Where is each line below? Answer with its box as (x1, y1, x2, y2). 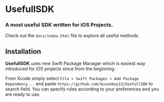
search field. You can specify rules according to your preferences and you (5, 86, 159, 92)
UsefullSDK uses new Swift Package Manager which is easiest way (5, 60, 146, 66)
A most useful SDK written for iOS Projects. (5, 21, 113, 28)
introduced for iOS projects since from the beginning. (5, 66, 116, 72)
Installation (5, 47, 41, 55)
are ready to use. (5, 91, 41, 97)
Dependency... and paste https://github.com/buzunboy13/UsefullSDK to (5, 81, 153, 87)
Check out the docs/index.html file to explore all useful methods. (5, 32, 140, 38)
